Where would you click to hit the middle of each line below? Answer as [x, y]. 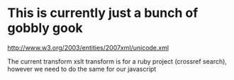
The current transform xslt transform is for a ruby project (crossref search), [117, 61]
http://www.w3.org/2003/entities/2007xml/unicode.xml [88, 47]
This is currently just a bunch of [103, 13]
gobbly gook [45, 28]
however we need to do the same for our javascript [82, 69]
